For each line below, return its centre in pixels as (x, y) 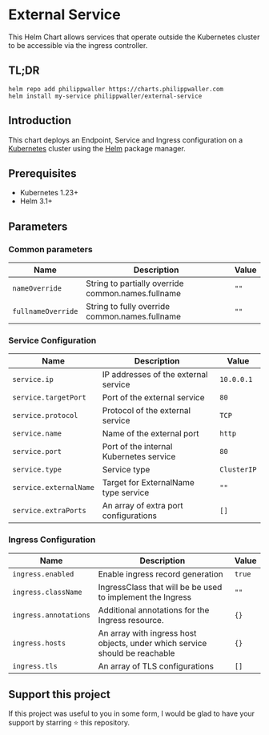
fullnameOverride (45, 311)
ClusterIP (238, 470)
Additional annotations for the (154, 610)
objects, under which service (153, 643)
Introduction (40, 120)
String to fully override (128, 307)
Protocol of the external (146, 411)
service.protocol (45, 416)
